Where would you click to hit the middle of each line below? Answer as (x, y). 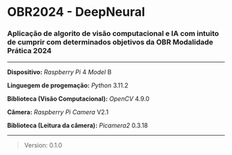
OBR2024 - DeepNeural (76, 12)
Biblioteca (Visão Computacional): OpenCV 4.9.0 (78, 99)
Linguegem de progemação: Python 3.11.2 (68, 85)
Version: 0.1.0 (43, 145)
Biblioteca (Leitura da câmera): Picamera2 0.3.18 (78, 125)
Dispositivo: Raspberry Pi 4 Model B (59, 72)
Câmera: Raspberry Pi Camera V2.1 (58, 112)
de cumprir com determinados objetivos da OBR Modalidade (110, 42)
